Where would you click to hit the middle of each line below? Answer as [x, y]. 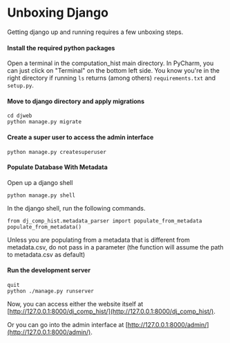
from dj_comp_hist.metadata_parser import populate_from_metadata [105, 221]
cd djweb [20, 116]
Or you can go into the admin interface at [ [68, 324]
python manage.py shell [41, 195]
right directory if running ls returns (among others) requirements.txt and [112, 78]
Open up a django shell [40, 182]
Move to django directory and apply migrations [76, 101]
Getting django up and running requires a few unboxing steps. [95, 32]
